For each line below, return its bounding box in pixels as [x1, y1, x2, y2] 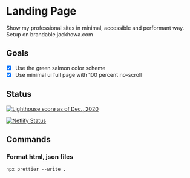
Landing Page [6, 4, 77, 18]
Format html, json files [6, 153, 74, 161]
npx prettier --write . [6, 166, 67, 173]
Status [6, 89, 32, 99]
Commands [6, 134, 51, 145]
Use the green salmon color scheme [15, 64, 106, 71]
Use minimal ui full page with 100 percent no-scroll [15, 71, 142, 78]
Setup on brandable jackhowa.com [6, 30, 93, 38]
